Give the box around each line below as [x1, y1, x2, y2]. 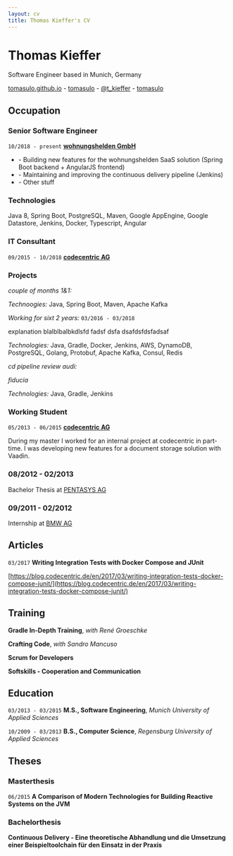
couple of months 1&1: [8, 286, 73, 295]
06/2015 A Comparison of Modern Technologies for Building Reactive [8, 793, 213, 801]
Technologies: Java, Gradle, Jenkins [8, 389, 113, 398]
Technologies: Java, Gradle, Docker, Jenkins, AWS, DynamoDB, [8, 341, 193, 350]
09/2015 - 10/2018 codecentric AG [8, 252, 111, 261]
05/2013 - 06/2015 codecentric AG [8, 423, 111, 432]
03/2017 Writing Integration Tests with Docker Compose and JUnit [8, 558, 204, 566]
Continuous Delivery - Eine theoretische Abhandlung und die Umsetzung [8, 833, 226, 842]
